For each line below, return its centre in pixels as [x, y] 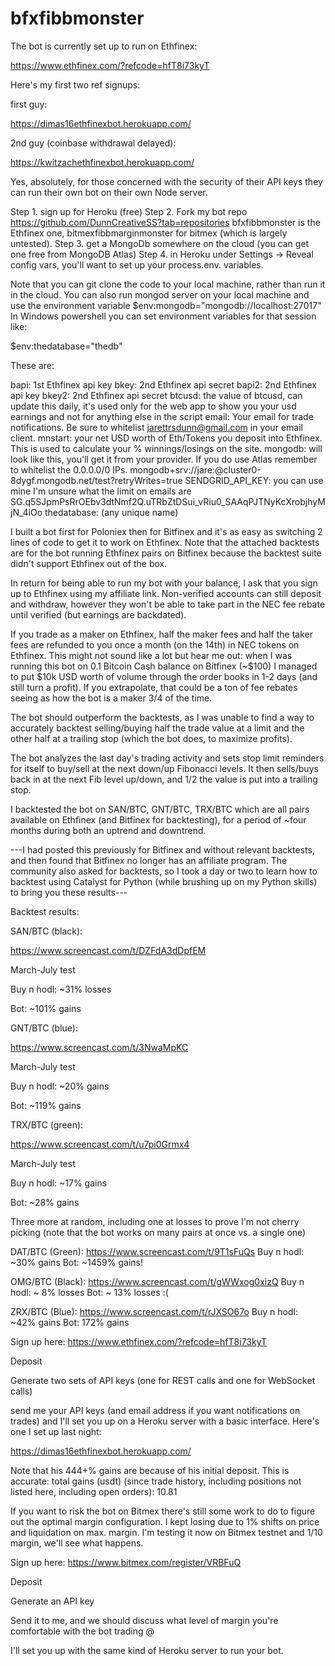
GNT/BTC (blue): [44, 1028]
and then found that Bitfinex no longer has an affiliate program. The [149, 860]
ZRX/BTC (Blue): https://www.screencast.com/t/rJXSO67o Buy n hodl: [154, 1311]
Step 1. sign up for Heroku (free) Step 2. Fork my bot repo [129, 211]
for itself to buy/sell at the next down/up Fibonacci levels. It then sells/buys [164, 768]
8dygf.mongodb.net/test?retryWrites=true [96, 480]
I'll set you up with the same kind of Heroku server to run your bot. [147, 1650]
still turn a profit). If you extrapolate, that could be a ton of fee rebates [154, 687]
